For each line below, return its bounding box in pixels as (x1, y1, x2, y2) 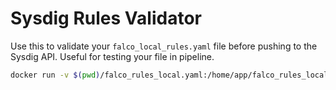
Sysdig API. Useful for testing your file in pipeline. (10, 50, 215, 62)
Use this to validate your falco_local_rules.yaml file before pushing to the (10, 40, 318, 52)
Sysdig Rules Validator (10, 7, 202, 30)
